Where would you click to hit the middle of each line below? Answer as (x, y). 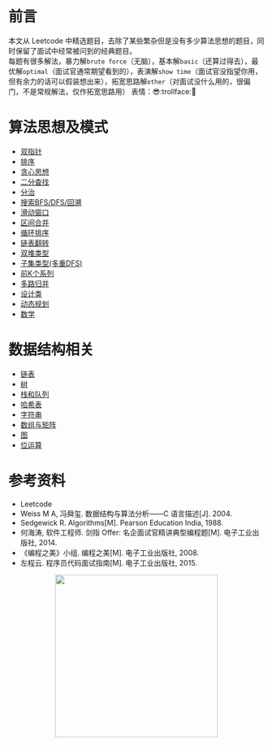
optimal (36, 72)
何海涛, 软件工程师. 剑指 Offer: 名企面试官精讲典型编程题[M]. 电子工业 (136, 532)
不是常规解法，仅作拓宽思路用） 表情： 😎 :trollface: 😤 (109, 91)
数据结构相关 (52, 350)
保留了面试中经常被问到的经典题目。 (76, 50)
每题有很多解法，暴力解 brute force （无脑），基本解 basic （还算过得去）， (130, 61)
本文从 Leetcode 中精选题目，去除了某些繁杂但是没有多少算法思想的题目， (133, 41)
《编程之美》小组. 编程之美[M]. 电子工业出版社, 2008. (110, 553)
